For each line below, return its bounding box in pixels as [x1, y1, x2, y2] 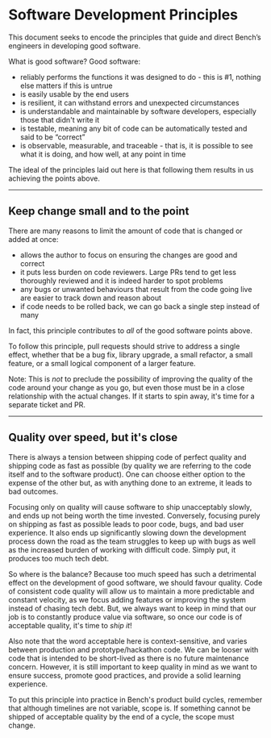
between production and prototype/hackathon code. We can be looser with [8, 644, 259, 654]
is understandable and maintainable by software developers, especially [19, 106, 256, 116]
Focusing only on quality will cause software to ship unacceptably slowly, [8, 502, 252, 511]
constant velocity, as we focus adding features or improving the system [8, 594, 246, 604]
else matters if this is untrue [19, 81, 113, 90]
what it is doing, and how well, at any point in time [19, 149, 186, 159]
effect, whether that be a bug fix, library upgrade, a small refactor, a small [8, 349, 253, 360]
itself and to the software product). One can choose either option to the [8, 469, 246, 479]
